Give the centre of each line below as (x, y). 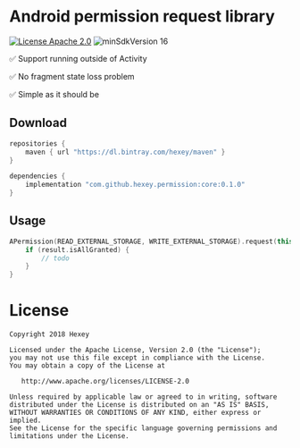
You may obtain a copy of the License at (87, 366)
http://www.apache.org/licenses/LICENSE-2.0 (105, 382)
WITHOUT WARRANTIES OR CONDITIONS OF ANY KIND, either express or (135, 413)
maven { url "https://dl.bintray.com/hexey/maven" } (125, 152)
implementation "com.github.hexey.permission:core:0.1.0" (135, 185)
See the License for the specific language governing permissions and (143, 428)
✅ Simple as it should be (54, 94)
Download (38, 123)
